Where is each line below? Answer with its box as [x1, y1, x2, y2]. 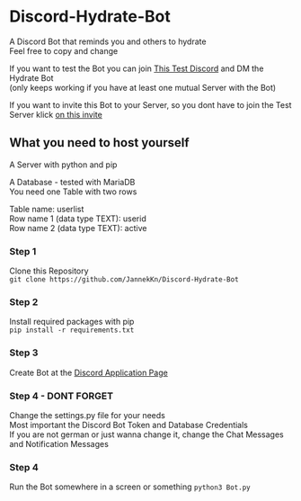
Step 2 [9, 295, 39, 308]
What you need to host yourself [9, 135, 190, 150]
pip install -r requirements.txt [9, 326, 135, 335]
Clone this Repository [9, 265, 89, 276]
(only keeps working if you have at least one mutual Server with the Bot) [9, 82, 277, 93]
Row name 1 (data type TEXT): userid [9, 213, 146, 224]
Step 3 [9, 346, 39, 359]
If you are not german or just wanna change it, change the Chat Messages [9, 429, 285, 440]
